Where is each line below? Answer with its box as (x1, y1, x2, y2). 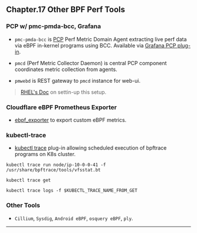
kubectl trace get (6, 177, 51, 184)
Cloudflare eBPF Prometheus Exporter (6, 103, 117, 111)
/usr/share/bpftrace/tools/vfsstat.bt (6, 167, 101, 173)
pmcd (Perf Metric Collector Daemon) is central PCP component (14, 59, 167, 66)
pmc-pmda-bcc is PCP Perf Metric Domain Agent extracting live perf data (14, 35, 187, 43)
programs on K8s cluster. (14, 151, 76, 158)
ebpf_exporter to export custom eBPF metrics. (14, 116, 127, 123)
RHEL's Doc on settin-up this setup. (20, 88, 107, 96)
